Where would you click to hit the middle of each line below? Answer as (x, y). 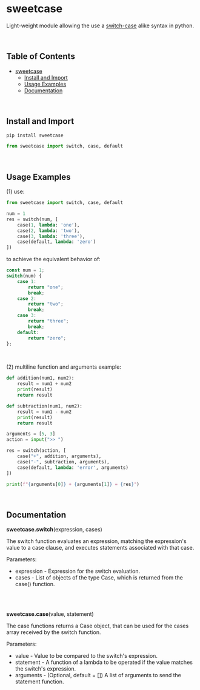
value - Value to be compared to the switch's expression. (86, 656)
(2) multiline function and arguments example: (64, 367)
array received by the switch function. (54, 632)
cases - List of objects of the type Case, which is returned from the (99, 578)
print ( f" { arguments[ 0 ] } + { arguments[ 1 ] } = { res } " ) (73, 484)
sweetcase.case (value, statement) (50, 614)
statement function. (39, 681)
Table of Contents (41, 56)
